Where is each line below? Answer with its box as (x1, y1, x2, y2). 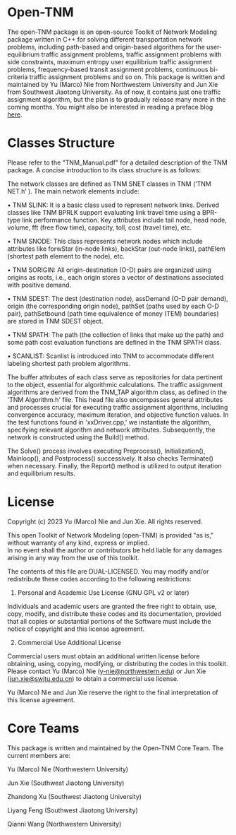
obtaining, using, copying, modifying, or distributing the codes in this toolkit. (7, 659, 228, 668)
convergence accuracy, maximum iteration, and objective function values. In (7, 410, 229, 419)
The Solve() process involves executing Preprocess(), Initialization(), (7, 446, 206, 455)
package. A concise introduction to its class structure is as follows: (7, 165, 201, 174)
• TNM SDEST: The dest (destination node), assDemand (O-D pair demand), (7, 294, 229, 302)
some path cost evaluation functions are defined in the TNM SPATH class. (7, 338, 222, 346)
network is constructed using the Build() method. (7, 432, 149, 442)
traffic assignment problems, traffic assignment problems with (41, 50, 222, 59)
